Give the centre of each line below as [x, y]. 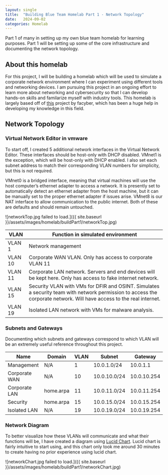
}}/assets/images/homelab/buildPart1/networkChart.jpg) [63, 467]
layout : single [21, 10]
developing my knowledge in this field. [45, 109]
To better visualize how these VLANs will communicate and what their [77, 436]
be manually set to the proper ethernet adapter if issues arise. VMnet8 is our [84, 196]
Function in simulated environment [95, 234]
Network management [55, 246]
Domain [57, 357]
